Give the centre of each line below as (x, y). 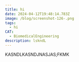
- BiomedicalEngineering (34, 37)
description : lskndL (26, 41)
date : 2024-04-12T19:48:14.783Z (37, 14)
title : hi (15, 9)
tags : (10, 23)
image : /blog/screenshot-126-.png (40, 18)
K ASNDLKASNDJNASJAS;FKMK (37, 54)
